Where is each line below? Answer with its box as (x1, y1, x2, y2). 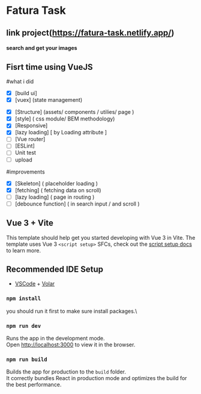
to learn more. (6, 246, 41, 254)
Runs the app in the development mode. (6, 335, 105, 342)
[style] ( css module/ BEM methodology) (14, 115, 115, 122)
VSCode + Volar (14, 280, 55, 287)
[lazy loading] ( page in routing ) (14, 193, 95, 201)
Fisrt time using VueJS (6, 61, 93, 72)
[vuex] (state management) (14, 96, 83, 104)
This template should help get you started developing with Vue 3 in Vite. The (6, 234, 196, 241)
